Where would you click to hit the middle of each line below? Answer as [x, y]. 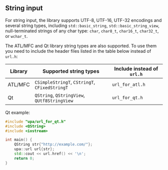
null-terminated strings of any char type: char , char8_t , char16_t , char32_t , [82, 31]
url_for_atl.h [129, 85]
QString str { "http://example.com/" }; [53, 145]
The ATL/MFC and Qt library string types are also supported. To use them [81, 46]
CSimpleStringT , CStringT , [65, 82]
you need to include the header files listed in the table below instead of [78, 51]
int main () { [19, 140]
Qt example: [17, 112]
